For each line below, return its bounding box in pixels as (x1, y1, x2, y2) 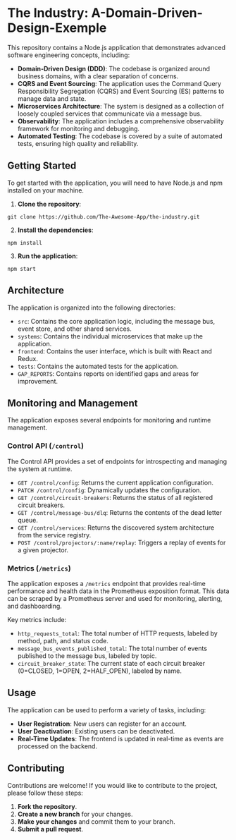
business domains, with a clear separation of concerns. (17, 72, 179, 80)
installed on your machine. (7, 185, 85, 195)
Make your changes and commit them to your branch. (17, 817, 175, 826)
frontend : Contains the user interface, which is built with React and (17, 347, 213, 355)
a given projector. (17, 545, 69, 554)
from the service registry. (17, 530, 92, 539)
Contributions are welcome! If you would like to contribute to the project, (7, 781, 218, 789)
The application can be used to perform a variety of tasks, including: (7, 705, 206, 714)
